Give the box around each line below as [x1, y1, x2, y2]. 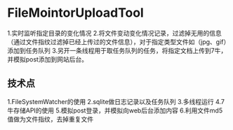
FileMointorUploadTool [7, 5, 144, 21]
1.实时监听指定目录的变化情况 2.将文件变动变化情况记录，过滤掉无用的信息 [7, 29, 222, 37]
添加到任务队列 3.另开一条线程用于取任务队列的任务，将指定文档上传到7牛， [7, 46, 227, 55]
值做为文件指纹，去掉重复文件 [7, 115, 93, 123]
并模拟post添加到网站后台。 [7, 55, 88, 64]
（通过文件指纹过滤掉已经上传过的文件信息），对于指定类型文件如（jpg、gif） [7, 37, 227, 46]
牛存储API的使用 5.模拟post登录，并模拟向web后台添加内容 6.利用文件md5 [7, 106, 223, 115]
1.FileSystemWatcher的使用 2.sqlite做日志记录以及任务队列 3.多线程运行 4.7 [7, 97, 225, 106]
